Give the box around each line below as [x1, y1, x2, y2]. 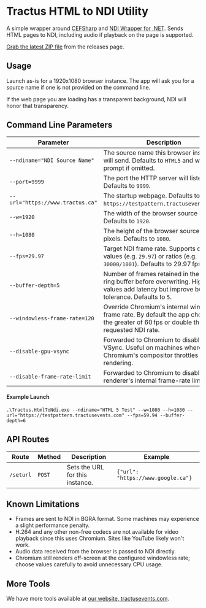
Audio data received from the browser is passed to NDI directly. [15, 548, 177, 555]
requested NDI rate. [103, 325, 160, 334]
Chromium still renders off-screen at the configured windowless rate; [15, 554, 190, 562]
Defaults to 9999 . [103, 181, 151, 190]
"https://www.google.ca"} [116, 474, 193, 481]
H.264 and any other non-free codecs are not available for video [15, 528, 179, 536]
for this [66, 471, 87, 479]
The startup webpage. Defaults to [103, 191, 200, 200]
